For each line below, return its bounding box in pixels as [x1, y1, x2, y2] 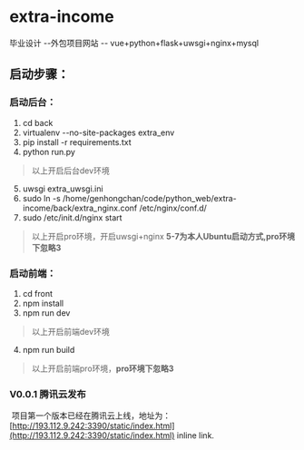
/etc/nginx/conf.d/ [139, 202, 207, 213]
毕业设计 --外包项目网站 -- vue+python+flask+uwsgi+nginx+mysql [9, 37, 260, 48]
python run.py [22, 146, 75, 157]
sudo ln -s [22, 192, 61, 203]
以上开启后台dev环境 [31, 165, 111, 176]
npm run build [22, 344, 75, 355]
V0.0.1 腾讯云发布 [9, 387, 86, 400]
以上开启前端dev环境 [31, 326, 111, 337]
